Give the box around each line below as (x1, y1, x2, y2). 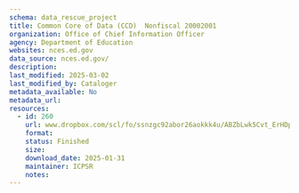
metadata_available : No (9, 87, 98, 96)
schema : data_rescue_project (9, 12, 117, 22)
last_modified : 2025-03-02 (9, 71, 109, 80)
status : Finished (25, 137, 90, 146)
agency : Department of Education (9, 37, 133, 47)
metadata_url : (9, 95, 62, 105)
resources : (9, 104, 50, 113)
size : (25, 145, 46, 154)
